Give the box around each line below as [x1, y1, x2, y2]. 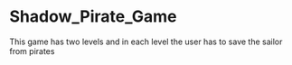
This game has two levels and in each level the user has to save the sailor [9, 36, 283, 47]
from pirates [9, 45, 55, 56]
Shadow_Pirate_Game [9, 6, 177, 27]
